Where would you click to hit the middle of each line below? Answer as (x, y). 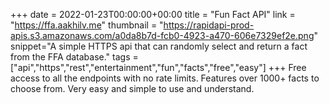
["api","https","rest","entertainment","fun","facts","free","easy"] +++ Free (158, 67)
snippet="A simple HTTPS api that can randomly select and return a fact (159, 46)
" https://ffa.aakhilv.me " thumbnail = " (87, 25)
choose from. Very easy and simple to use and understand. (132, 88)
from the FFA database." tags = (74, 57)
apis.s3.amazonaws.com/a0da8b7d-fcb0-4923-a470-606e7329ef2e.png (162, 35)
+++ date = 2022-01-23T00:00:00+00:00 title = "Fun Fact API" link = (153, 14)
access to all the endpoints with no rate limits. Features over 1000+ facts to (165, 78)
